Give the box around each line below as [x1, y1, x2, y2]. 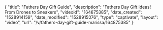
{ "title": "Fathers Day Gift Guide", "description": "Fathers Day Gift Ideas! [4, 4, 151, 10]
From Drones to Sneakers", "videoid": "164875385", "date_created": [4, 9, 142, 15]
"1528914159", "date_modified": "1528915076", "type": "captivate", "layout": [4, 15, 158, 20]
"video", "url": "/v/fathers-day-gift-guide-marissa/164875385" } [4, 19, 134, 25]
